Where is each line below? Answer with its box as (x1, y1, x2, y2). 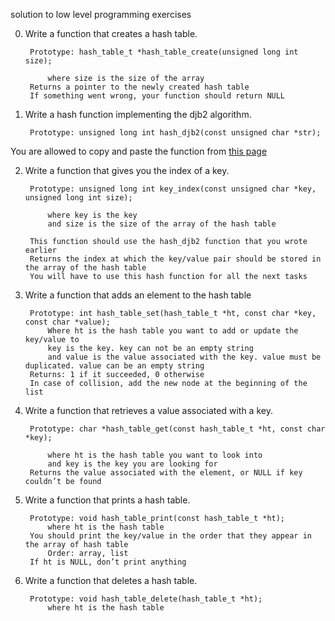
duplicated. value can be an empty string (24, 361, 205, 371)
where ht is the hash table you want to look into (47, 450, 263, 460)
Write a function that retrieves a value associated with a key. (24, 405, 273, 416)
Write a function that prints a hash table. (24, 494, 191, 506)
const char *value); (24, 317, 111, 327)
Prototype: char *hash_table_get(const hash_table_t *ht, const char (29, 424, 326, 434)
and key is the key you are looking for (47, 459, 218, 469)
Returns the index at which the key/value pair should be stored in (29, 254, 322, 264)
